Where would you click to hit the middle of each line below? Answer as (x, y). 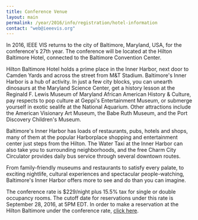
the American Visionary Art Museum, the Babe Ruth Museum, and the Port (97, 113)
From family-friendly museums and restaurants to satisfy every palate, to (95, 168)
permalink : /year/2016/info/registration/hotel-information (82, 23)
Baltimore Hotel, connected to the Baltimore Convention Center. (84, 58)
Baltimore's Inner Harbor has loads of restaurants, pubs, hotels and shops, (97, 131)
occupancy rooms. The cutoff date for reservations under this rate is (90, 198)
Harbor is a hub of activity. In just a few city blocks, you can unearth (90, 82)
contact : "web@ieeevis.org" (41, 28)
